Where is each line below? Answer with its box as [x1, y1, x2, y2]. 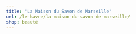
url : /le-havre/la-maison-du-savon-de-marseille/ [6, 14, 131, 20]
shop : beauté [6, 19, 38, 25]
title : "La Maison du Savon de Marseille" [6, 8, 112, 14]
